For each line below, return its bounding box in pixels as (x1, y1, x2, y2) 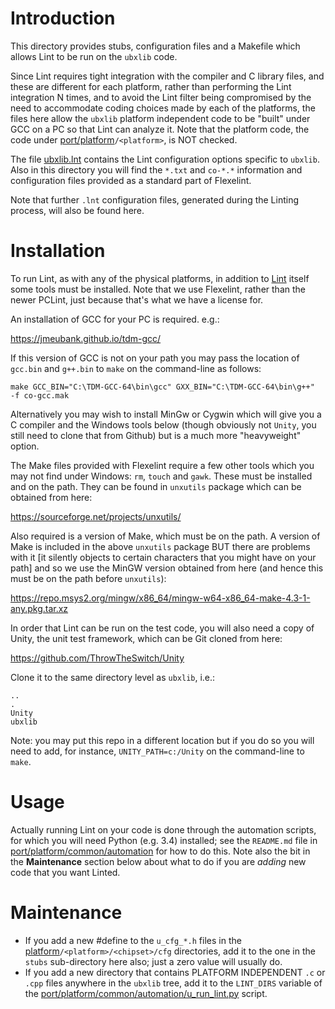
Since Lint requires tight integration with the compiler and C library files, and (10, 70, 325, 82)
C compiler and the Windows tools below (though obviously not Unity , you (10, 418, 317, 431)
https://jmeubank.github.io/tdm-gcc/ (10, 332, 162, 344)
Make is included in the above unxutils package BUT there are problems (10, 540, 311, 552)
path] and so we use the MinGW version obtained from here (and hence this (10, 562, 324, 574)
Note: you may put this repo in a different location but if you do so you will (10, 734, 315, 746)
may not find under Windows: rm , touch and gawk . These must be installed (10, 470, 313, 482)
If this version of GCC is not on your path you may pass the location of (10, 352, 300, 364)
